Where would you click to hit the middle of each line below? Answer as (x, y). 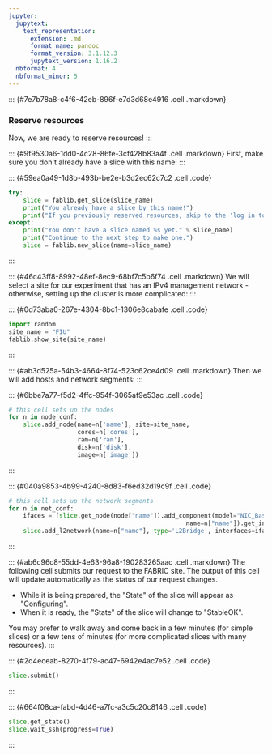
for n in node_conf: (43, 417)
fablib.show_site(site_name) (57, 339)
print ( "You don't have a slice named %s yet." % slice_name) (128, 230)
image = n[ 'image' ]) (108, 454)
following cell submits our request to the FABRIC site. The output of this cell (134, 571)
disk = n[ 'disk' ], (104, 447)
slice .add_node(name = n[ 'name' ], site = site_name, (106, 425)
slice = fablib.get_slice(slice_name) (88, 200)
